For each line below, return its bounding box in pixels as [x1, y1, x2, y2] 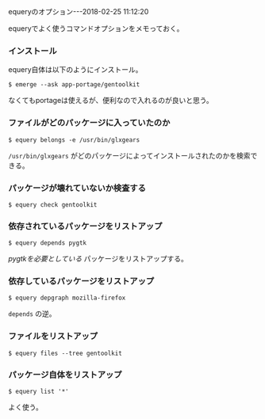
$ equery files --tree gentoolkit [8, 349, 123, 357]
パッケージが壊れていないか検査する [8, 182, 147, 193]
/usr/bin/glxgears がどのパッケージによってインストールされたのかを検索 [8, 150, 251, 160]
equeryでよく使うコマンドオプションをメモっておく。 [8, 24, 184, 33]
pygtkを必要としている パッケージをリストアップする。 [8, 254, 189, 264]
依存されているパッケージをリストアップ [8, 220, 163, 231]
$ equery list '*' [8, 387, 69, 396]
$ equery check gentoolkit [8, 200, 98, 208]
